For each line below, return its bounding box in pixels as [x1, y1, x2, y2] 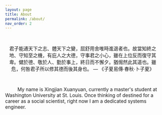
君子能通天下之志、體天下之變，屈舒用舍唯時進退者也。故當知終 [9, 45, 152, 52]
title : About [5, 12, 32, 17]
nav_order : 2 [5, 21, 32, 26]
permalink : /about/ [5, 16, 45, 21]
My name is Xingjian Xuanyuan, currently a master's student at [17, 86, 158, 93]
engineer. [5, 104, 26, 111]
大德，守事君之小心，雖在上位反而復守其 [66, 52, 157, 59]
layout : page [5, 7, 32, 12]
